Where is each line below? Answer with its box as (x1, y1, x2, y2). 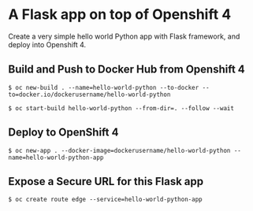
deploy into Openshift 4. (8, 39, 87, 49)
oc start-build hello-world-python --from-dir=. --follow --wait (15, 104, 235, 112)
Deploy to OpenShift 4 (8, 126, 119, 139)
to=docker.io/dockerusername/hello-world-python (8, 91, 171, 98)
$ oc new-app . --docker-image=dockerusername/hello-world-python (8, 146, 231, 154)
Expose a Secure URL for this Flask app (8, 175, 204, 188)
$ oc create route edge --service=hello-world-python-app (8, 195, 203, 204)
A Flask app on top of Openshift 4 (8, 6, 232, 24)
